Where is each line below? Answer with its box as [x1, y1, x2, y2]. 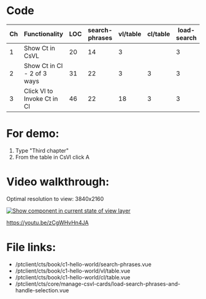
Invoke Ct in [23, 94, 58, 103]
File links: [6, 240, 56, 254]
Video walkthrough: [6, 175, 109, 189]
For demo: [6, 127, 59, 141]
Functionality [23, 29, 63, 38]
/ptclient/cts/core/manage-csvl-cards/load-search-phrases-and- [15, 280, 181, 287]
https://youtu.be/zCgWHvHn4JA [6, 219, 89, 226]
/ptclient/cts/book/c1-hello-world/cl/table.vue [15, 273, 131, 281]
